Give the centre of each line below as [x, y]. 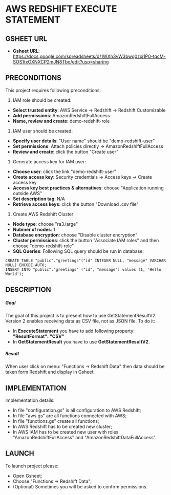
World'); [15, 274]
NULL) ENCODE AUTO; [26, 265]
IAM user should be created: [43, 131]
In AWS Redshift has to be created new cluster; [62, 426]
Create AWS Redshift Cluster [43, 214]
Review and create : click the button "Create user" [66, 152]
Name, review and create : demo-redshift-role [61, 121]
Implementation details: [30, 400]
